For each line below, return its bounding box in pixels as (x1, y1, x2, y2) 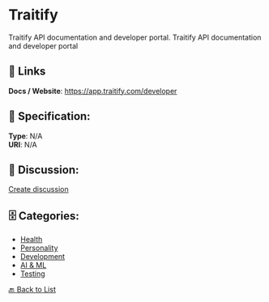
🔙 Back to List (8, 285, 57, 295)
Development (19, 252, 66, 262)
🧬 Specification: (8, 109, 91, 123)
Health (19, 235, 43, 245)
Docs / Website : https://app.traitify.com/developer (8, 86, 177, 96)
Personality (19, 243, 58, 253)
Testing (19, 269, 46, 279)
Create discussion (8, 185, 69, 194)
